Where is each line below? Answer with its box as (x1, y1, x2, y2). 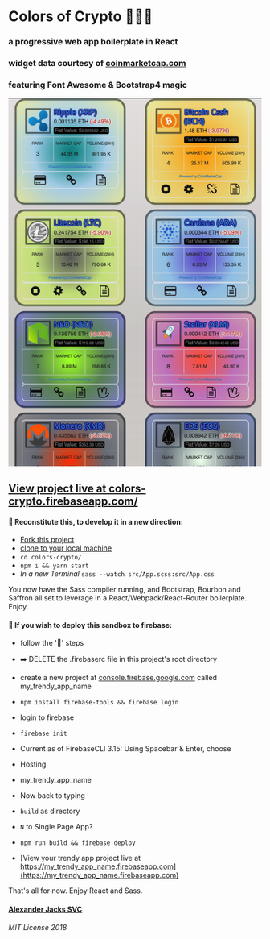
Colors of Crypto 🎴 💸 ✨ (8, 7, 153, 26)
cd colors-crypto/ (19, 554, 82, 562)
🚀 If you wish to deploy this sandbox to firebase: (8, 620, 173, 629)
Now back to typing (19, 791, 86, 800)
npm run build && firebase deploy (19, 839, 136, 847)
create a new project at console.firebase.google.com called (19, 673, 217, 683)
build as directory (19, 806, 80, 816)
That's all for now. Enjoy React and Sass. (8, 886, 143, 895)
